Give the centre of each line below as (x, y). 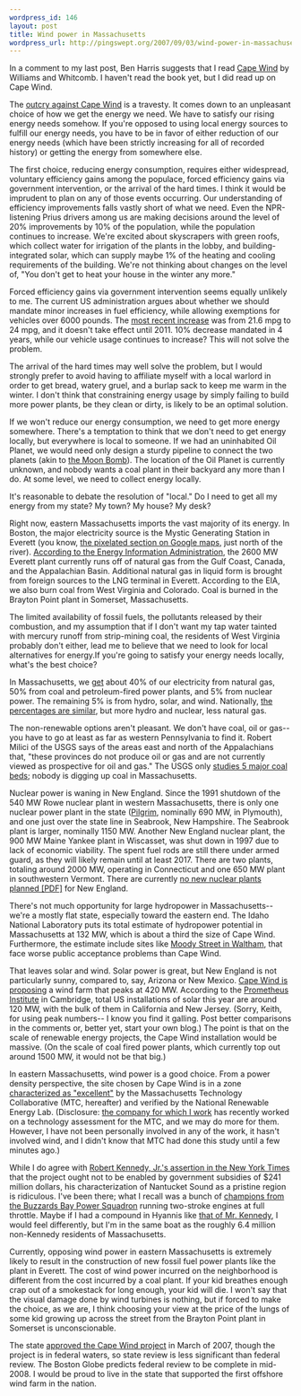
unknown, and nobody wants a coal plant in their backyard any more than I (147, 470)
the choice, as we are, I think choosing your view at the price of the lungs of (149, 1309)
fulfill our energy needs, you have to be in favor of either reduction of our (144, 133)
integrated (28, 256)
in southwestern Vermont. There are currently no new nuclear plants (135, 879)
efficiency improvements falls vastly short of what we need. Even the (137, 208)
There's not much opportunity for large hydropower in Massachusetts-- (141, 906)
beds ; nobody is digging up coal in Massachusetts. (103, 776)
